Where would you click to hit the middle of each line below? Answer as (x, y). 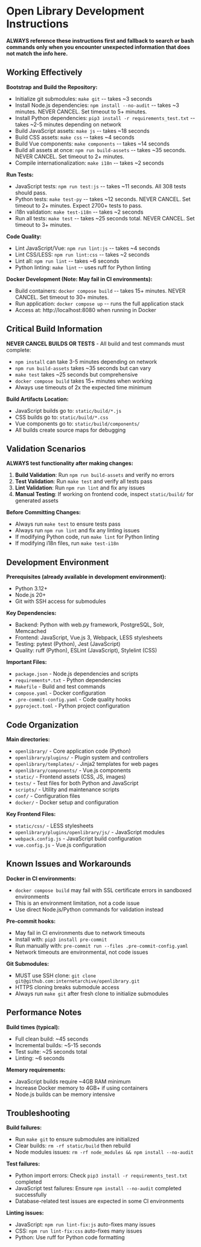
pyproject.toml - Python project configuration (72, 706)
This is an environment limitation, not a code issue (77, 903)
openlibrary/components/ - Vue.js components (73, 770)
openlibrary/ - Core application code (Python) (73, 751)
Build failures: (24, 1127)
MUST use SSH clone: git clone (56, 975)
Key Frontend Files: (31, 814)
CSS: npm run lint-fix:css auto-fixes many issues (78, 1231)
